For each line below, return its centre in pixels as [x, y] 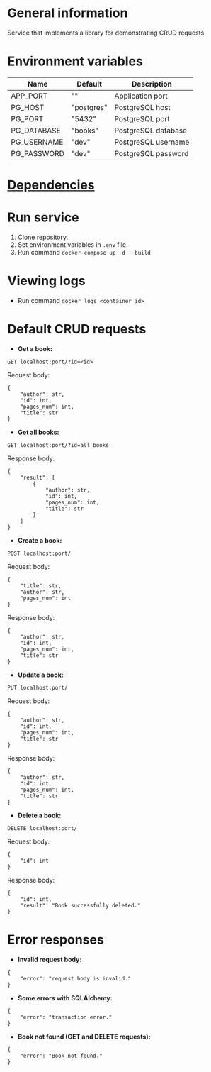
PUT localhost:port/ [38, 687]
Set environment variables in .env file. [73, 245]
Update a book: [40, 675]
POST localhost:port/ [39, 553]
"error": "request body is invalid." [76, 978]
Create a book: [40, 540]
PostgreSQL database [151, 131]
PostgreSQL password [152, 153]
